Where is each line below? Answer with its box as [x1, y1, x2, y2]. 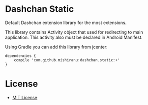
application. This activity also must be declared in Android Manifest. [5, 34, 143, 40]
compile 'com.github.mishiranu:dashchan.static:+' [14, 57, 120, 62]
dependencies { [5, 53, 36, 58]
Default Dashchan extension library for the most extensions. [5, 20, 127, 26]
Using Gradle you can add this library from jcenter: [5, 44, 108, 50]
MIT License [12, 94, 38, 100]
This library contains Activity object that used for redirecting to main [5, 29, 144, 35]
